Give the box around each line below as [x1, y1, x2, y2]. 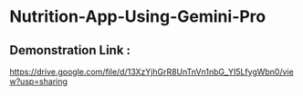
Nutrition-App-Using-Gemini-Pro [9, 6, 266, 27]
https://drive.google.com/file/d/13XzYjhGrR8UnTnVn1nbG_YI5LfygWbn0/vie [9, 66, 294, 77]
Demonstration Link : [9, 43, 131, 58]
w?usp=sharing [9, 76, 68, 87]
